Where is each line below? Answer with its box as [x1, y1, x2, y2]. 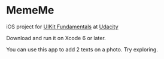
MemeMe [6, 4, 54, 17]
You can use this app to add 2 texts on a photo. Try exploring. [6, 45, 159, 53]
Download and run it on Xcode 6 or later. [6, 34, 106, 41]
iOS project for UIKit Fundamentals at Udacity [6, 23, 119, 30]
